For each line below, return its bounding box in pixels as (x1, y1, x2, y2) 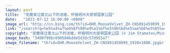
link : (5, 26, 17, 31)
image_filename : (5, 40, 39, 45)
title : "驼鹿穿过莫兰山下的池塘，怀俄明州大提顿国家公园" (5, 12, 115, 17)
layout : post (5, 7, 33, 13)
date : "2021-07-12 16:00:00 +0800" (5, 17, 85, 22)
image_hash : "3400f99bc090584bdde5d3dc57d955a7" (5, 36, 110, 41)
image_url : (5, 21, 28, 27)
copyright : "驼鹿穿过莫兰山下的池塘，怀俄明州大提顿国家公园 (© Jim (5, 31, 135, 36)
